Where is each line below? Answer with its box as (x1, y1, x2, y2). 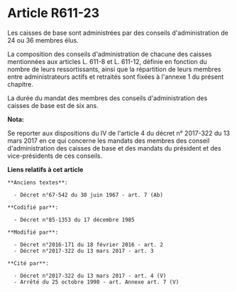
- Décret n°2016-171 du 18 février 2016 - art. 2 (13, 241, 163, 248)
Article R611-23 (7, 5, 99, 21)
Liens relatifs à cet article (7, 165, 84, 173)
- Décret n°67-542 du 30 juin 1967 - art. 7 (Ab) (13, 191, 163, 198)
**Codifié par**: (7, 204, 59, 211)
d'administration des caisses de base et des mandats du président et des (7, 144, 221, 152)
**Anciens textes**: (7, 179, 69, 186)
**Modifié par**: (7, 229, 59, 236)
